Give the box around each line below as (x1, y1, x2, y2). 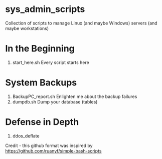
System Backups (5, 77, 77, 88)
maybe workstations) (5, 25, 49, 31)
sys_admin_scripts (5, 3, 85, 15)
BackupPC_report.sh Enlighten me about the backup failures (12, 93, 137, 99)
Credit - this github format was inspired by (5, 142, 93, 148)
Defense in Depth (5, 116, 79, 127)
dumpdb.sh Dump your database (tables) (12, 98, 98, 104)
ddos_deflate (12, 132, 40, 138)
